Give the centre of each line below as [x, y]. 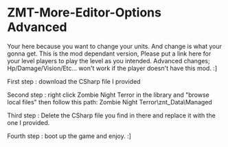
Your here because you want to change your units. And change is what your [114, 46]
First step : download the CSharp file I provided [74, 81]
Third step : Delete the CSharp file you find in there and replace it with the [112, 115]
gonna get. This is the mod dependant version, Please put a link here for [109, 54]
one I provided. [28, 122]
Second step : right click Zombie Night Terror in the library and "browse [108, 95]
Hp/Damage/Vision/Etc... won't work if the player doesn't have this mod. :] [112, 68]
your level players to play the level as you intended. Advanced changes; [109, 60]
